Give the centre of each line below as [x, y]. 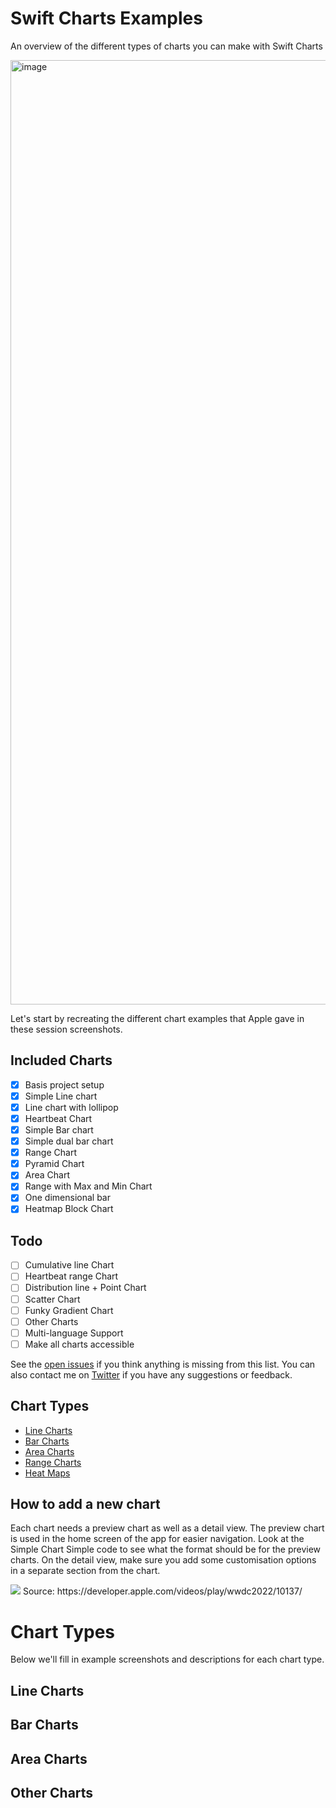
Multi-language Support [74, 1333]
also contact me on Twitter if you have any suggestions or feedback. [151, 1374]
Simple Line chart [61, 1096]
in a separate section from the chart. [85, 1571]
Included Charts [61, 1060]
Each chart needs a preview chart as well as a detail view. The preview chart [167, 1528]
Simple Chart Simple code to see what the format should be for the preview [166, 1549]
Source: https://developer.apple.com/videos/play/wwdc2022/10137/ [162, 1591]
